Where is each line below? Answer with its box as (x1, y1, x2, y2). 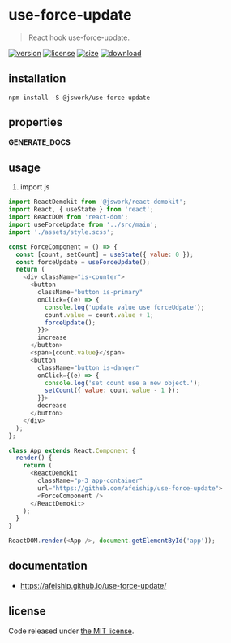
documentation (8, 559, 88, 573)
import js (19, 182, 50, 192)
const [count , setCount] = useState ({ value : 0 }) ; (15, 250, 195, 259)
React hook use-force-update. (28, 33, 130, 42)
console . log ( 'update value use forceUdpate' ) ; (44, 303, 205, 311)
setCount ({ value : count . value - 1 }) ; (44, 386, 180, 395)
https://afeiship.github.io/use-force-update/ (19, 580, 167, 590)
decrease (37, 402, 67, 410)
